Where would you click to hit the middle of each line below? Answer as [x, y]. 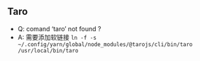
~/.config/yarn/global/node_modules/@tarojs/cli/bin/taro [105, 44]
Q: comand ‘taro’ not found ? [59, 28]
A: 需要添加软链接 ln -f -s [57, 37]
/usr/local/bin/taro [48, 50]
